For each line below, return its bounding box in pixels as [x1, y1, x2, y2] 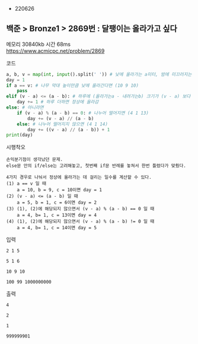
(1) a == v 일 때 [6, 181, 46, 187]
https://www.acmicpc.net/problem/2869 [6, 47, 105, 54]
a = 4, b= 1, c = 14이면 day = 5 [17, 225, 97, 231]
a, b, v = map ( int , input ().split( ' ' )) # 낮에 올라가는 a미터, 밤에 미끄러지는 [6, 71, 192, 77]
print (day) [6, 132, 33, 138]
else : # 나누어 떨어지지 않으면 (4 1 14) [17, 121, 108, 127]
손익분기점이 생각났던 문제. [6, 157, 63, 163]
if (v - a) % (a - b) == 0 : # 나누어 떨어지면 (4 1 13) [17, 110, 149, 116]
